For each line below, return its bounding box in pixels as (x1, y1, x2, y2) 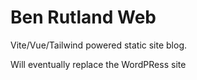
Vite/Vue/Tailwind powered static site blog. (10, 39, 188, 51)
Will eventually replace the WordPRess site (10, 58, 187, 70)
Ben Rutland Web (10, 6, 157, 29)
